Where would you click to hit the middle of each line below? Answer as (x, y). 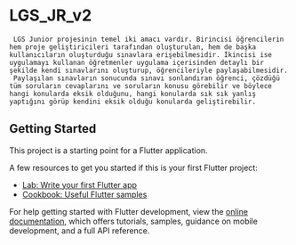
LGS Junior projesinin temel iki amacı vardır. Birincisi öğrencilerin (148, 39)
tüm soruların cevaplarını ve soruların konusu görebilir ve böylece (141, 86)
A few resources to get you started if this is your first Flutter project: (133, 167)
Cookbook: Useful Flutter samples (84, 194)
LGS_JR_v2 (51, 16)
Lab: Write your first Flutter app (80, 184)
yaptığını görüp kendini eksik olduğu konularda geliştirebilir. (132, 102)
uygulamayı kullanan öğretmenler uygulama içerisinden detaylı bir (137, 62)
